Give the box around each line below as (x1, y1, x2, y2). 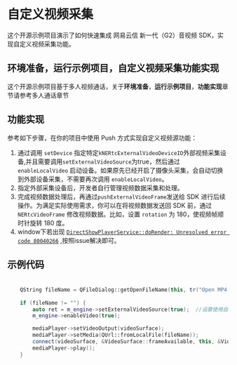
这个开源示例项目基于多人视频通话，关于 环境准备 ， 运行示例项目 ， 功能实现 (7, 82, 222, 91)
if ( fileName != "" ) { (20, 299, 86, 306)
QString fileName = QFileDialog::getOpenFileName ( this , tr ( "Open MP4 (20, 286, 228, 293)
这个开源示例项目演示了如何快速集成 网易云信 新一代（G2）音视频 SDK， (7, 31, 218, 39)
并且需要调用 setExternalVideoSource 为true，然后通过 (25, 157, 180, 166)
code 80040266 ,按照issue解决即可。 (17, 236, 121, 244)
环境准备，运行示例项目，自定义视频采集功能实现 (7, 62, 219, 74)
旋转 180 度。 (29, 218, 69, 227)
